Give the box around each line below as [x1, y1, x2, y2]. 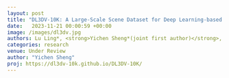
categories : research [7, 41, 69, 48]
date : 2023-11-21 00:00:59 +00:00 [7, 22, 112, 29]
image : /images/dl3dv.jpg [7, 28, 81, 36]
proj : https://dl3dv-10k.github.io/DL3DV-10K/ [7, 60, 143, 67]
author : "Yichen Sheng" [7, 54, 75, 61]
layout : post [7, 9, 45, 17]
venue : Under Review [7, 48, 67, 55]
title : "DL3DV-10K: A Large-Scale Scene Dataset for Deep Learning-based [7, 16, 223, 23]
